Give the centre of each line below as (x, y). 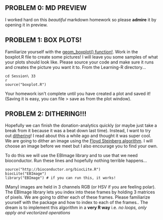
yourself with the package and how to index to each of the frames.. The (77, 203)
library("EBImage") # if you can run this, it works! (61, 178)
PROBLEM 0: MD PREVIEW (46, 8)
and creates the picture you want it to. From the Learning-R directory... (76, 67)
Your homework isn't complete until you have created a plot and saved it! (78, 94)
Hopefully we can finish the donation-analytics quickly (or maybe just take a (81, 126)
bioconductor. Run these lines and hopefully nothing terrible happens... (76, 161)
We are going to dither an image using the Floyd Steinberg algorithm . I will (79, 141)
